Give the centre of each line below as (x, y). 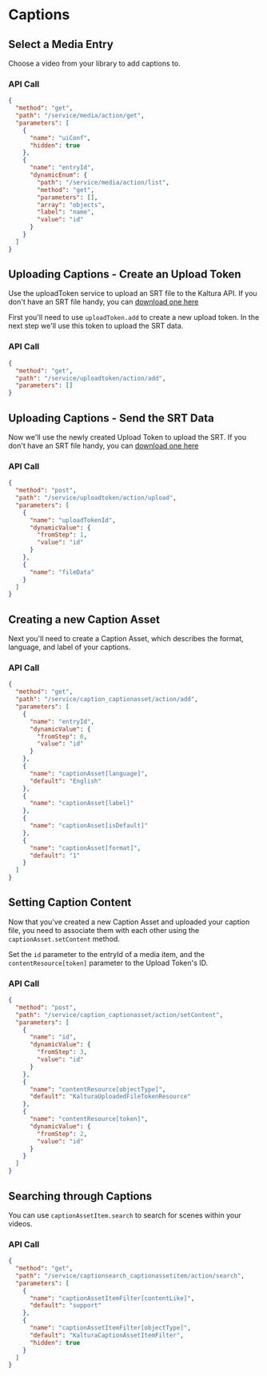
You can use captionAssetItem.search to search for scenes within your (125, 1215)
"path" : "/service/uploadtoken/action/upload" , (96, 498)
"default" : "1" (55, 856)
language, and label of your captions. (70, 647)
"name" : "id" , (53, 1037)
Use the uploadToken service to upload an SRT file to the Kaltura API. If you (133, 293)
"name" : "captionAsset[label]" (82, 804)
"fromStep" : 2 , (62, 1134)
